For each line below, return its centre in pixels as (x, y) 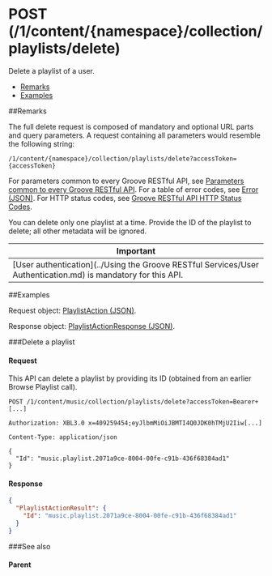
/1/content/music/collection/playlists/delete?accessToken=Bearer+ (142, 402)
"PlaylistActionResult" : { (61, 508)
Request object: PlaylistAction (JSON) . (72, 310)
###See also (30, 546)
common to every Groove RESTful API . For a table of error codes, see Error (134, 189)
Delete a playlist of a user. (51, 70)
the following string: (42, 143)
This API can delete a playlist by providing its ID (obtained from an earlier (130, 378)
